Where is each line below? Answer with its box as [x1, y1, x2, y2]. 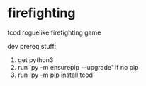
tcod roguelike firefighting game [7, 28, 101, 37]
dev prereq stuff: [7, 42, 57, 50]
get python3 [17, 55, 54, 64]
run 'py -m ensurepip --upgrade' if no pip [17, 63, 140, 71]
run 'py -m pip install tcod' [17, 70, 95, 79]
